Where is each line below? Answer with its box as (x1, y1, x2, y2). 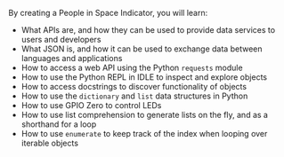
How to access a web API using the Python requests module (20, 62, 243, 73)
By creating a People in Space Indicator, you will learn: (8, 8, 208, 18)
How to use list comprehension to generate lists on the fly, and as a (20, 110, 269, 120)
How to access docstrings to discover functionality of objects (20, 82, 247, 91)
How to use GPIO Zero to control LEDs (20, 100, 162, 110)
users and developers (20, 35, 101, 44)
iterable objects (20, 137, 79, 148)
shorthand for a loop (20, 119, 97, 130)
